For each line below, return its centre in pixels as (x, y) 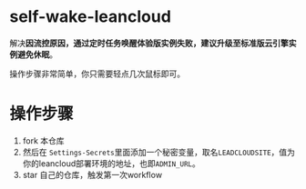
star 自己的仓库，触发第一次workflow (92, 174)
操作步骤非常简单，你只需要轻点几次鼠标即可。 (97, 74)
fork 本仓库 (44, 140)
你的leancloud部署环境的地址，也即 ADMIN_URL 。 (111, 163)
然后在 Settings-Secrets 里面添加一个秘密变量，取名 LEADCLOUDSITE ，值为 (159, 152)
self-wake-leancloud (90, 17)
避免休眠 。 (37, 54)
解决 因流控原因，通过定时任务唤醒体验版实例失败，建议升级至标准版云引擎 (149, 43)
